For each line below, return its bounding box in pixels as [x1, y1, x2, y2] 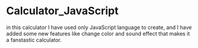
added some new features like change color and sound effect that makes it [6, 30, 190, 37]
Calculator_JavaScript [6, 4, 119, 18]
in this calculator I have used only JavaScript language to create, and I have [6, 24, 192, 31]
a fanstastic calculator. [6, 36, 62, 43]
